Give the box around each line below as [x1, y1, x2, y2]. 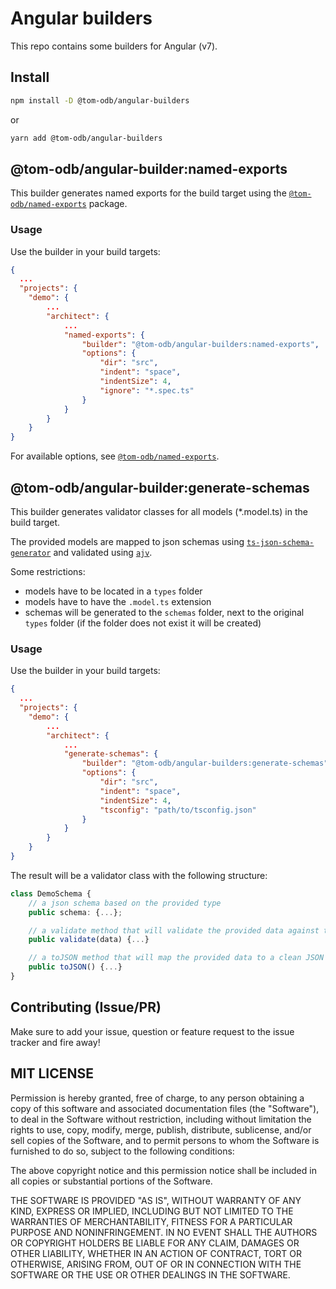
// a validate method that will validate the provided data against [28, 925, 320, 936]
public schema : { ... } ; [28, 907, 123, 917]
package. [88, 198, 128, 210]
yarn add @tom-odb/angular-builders [10, 133, 163, 143]
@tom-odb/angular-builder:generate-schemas [10, 479, 310, 496]
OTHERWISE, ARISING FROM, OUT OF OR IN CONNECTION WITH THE [10, 1258, 302, 1270]
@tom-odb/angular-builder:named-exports [10, 160, 288, 177]
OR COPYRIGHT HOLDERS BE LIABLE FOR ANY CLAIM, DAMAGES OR [10, 1237, 300, 1249]
